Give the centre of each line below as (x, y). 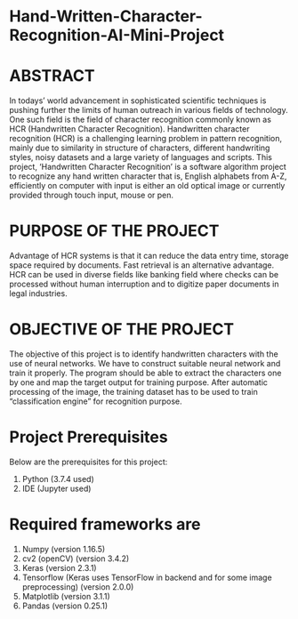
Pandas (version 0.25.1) (65, 606)
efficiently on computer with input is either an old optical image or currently (147, 186)
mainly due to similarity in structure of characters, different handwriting (140, 148)
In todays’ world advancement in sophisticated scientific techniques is (138, 100)
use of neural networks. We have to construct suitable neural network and (145, 363)
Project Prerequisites (89, 437)
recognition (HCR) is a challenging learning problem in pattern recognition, (146, 139)
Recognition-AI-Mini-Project (117, 35)
